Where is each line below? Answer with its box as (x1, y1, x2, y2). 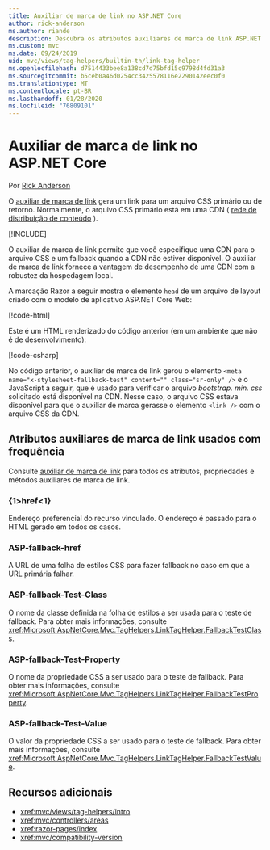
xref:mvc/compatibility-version (19, 833, 123, 843)
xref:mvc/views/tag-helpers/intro (19, 807, 131, 817)
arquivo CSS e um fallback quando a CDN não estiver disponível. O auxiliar (8, 254, 256, 263)
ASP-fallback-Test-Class (8, 589, 107, 600)
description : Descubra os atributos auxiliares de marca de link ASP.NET (8, 34, 262, 43)
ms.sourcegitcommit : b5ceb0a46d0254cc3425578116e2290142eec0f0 (8, 72, 226, 80)
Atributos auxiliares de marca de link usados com (8, 432, 261, 446)
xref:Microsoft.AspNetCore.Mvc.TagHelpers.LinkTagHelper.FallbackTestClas (8, 625, 262, 634)
